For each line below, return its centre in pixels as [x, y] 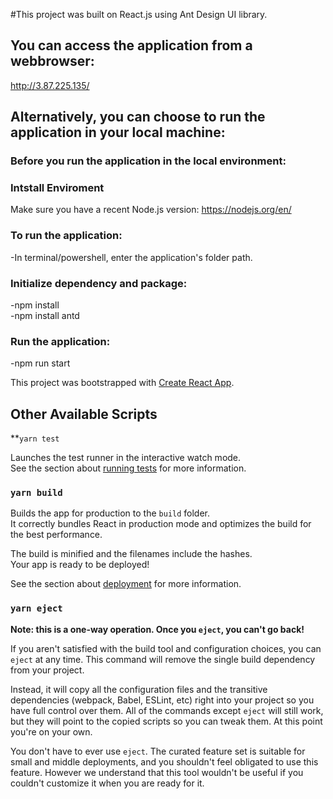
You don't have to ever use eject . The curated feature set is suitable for [158, 751]
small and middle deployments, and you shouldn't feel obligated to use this [164, 761]
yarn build [36, 493]
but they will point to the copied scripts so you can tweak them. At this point [166, 721]
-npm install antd [45, 316]
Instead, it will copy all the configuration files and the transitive [139, 689]
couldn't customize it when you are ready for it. [107, 783]
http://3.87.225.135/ [50, 85]
